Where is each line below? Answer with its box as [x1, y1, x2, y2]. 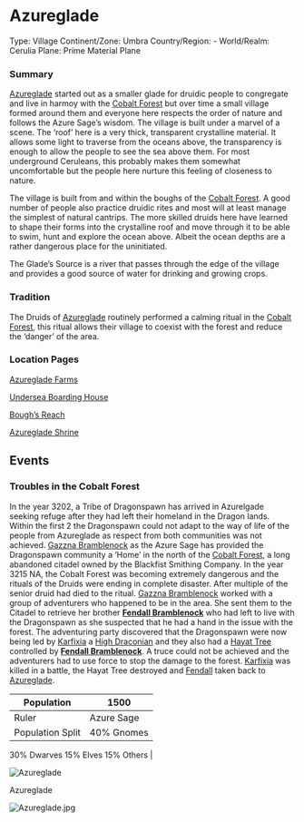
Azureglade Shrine [9, 426, 79, 437]
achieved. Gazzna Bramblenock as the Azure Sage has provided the [9, 539, 264, 550]
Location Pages [9, 353, 80, 366]
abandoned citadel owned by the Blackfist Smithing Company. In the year [9, 559, 284, 570]
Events [9, 453, 50, 468]
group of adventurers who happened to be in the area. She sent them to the [9, 597, 292, 608]
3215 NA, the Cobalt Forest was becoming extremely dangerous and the [9, 568, 279, 579]
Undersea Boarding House [9, 391, 109, 402]
